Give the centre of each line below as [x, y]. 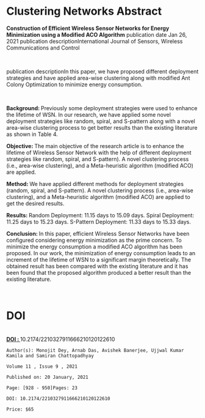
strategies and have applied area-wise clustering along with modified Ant [98, 78]
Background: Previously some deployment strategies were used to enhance [102, 108]
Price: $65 [20, 409]
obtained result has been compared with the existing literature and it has [97, 266]
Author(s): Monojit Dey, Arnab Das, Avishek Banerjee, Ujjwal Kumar [95, 350]
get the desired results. [35, 203]
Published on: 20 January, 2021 [47, 377]
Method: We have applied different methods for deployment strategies [95, 184]
